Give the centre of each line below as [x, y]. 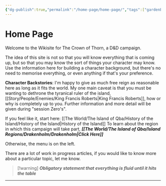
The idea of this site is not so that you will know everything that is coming [80, 57]
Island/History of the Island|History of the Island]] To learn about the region [82, 123]
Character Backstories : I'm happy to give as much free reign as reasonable [82, 82]
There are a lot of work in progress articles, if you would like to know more [81, 153]
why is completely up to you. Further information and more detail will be [78, 104]
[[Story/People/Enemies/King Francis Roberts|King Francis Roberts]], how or [83, 98]
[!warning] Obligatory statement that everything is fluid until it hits [87, 168]
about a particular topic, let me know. [43, 158]
